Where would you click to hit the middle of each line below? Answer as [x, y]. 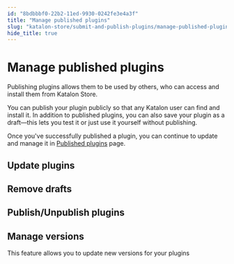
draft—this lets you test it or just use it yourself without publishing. [102, 123]
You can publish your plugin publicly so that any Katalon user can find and [114, 108]
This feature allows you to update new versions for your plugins [99, 253]
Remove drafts [39, 189]
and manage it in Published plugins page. [67, 143]
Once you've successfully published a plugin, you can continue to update [112, 136]
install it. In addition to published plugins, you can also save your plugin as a [116, 115]
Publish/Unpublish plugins [66, 213]
